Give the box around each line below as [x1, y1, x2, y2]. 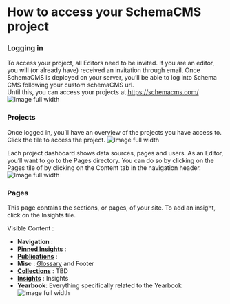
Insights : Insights [17, 274, 69, 283]
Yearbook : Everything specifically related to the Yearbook [17, 281, 182, 290]
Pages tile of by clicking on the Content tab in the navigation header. [7, 163, 201, 172]
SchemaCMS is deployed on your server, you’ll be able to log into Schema [7, 74, 217, 82]
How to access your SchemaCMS [7, 4, 202, 20]
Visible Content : [7, 224, 54, 232]
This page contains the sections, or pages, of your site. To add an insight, [7, 204, 216, 212]
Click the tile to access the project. [7, 135, 105, 144]
